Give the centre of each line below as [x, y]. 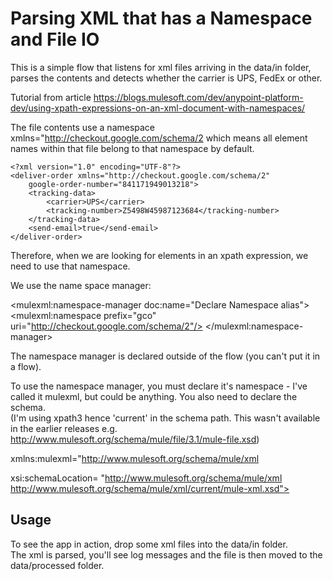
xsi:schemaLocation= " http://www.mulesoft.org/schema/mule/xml [146, 478]
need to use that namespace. [70, 266]
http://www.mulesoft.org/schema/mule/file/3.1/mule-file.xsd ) [135, 439]
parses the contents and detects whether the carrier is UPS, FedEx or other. [166, 78]
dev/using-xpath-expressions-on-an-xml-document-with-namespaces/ [158, 108]
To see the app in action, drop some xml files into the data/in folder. [149, 544]
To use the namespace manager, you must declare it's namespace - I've [159, 386]
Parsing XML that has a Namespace [161, 18]
